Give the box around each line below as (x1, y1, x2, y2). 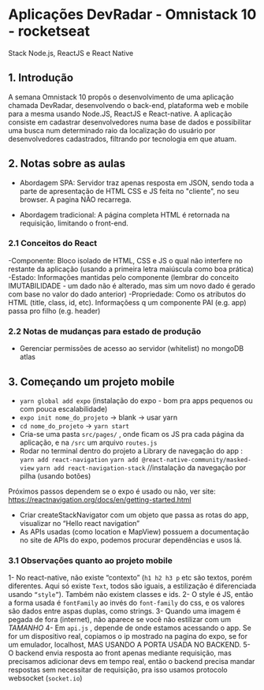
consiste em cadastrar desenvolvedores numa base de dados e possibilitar (8, 117, 252, 127)
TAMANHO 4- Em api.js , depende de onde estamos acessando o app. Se (8, 623, 252, 632)
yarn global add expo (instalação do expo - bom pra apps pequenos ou (19, 396, 254, 405)
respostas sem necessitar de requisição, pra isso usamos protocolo (8, 665, 228, 675)
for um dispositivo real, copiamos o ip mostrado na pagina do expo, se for (8, 632, 248, 641)
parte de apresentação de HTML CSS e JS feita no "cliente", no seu (19, 186, 240, 196)
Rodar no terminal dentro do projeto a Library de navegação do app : (19, 446, 243, 455)
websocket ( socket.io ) (8, 673, 83, 683)
